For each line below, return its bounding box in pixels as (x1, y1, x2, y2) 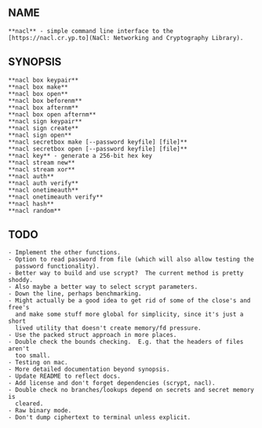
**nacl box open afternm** (8, 110, 96, 119)
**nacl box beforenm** (8, 97, 82, 104)
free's (8, 304, 30, 312)
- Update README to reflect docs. (8, 372, 122, 380)
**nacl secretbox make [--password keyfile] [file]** (8, 137, 188, 146)
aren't (8, 345, 30, 353)
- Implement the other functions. (8, 249, 122, 257)
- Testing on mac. (8, 359, 68, 367)
